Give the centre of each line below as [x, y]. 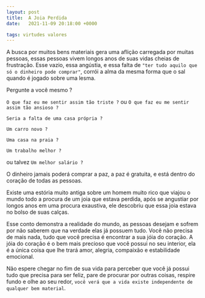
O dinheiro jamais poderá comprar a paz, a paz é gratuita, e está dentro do [101, 174]
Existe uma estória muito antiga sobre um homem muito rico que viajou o [99, 193]
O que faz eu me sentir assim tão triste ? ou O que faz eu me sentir [98, 102]
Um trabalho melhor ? [34, 151]
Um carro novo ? [27, 130]
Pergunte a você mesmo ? [39, 90]
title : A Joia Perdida [37, 18]
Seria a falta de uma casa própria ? [55, 119]
